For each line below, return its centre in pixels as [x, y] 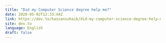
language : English [24, 28]
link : [11, 19]
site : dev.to [19, 23]
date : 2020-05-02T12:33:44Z [34, 14]
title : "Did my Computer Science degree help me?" [58, 10]
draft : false [19, 33]
